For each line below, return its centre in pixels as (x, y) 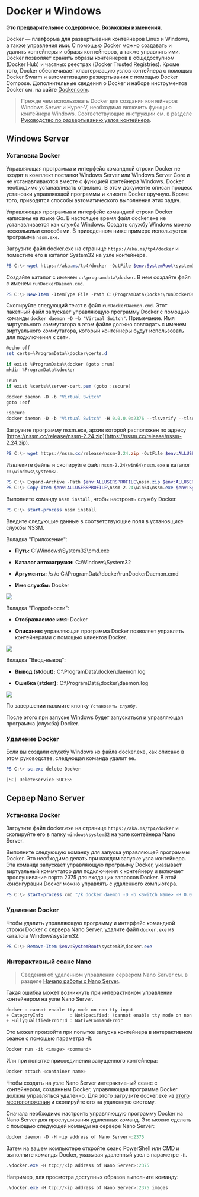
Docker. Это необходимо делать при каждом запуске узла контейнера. (96, 859)
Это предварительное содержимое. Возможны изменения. (84, 27)
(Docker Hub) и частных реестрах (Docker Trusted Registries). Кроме (93, 64)
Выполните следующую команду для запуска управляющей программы (98, 852)
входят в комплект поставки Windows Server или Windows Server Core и (98, 175)
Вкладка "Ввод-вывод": (36, 660)
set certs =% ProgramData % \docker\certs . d (57, 354)
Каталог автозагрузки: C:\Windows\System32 (73, 562)
